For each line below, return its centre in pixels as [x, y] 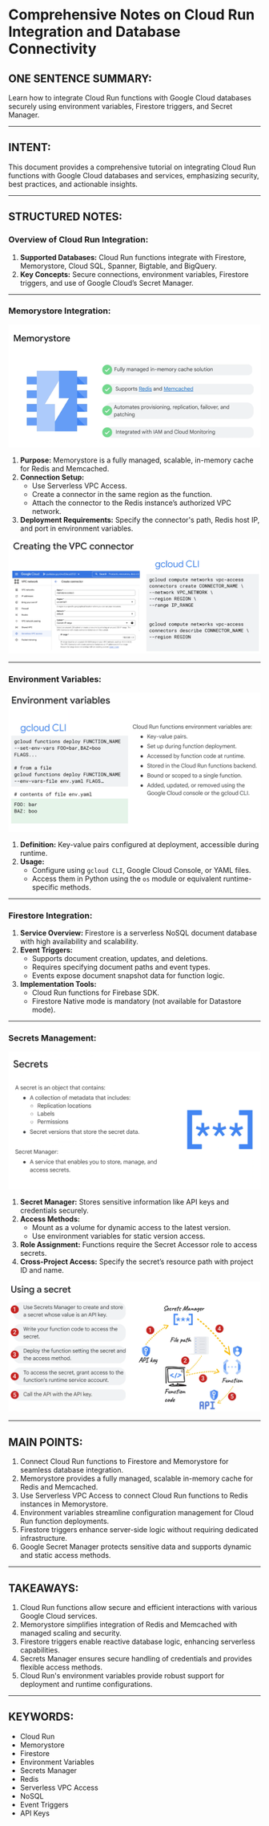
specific [45, 887]
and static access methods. [65, 1555]
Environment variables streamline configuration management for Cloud [137, 1513]
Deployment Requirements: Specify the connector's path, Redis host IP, [140, 520]
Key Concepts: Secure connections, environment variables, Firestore [134, 274]
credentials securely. [54, 1210]
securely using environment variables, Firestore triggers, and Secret [120, 106]
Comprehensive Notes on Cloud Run [132, 15]
